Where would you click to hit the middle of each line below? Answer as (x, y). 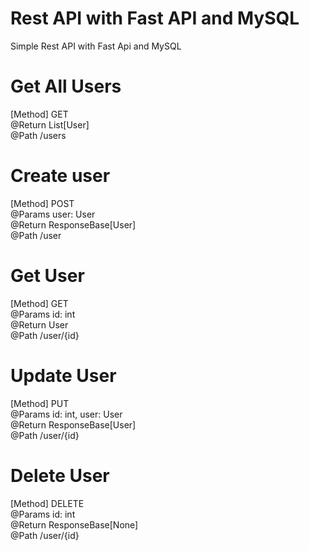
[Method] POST (42, 203)
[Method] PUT (40, 403)
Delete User (60, 475)
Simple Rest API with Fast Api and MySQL (96, 46)
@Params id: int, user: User (66, 414)
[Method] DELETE (47, 503)
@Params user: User (53, 214)
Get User (47, 276)
